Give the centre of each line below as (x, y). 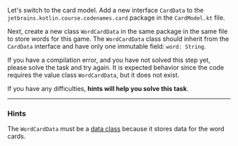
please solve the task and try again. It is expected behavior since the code (116, 67)
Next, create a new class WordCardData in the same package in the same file (118, 31)
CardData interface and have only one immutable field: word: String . (107, 46)
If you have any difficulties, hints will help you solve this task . (98, 89)
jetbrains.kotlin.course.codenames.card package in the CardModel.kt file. (116, 18)
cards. (17, 136)
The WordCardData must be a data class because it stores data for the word (116, 129)
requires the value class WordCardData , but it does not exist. (93, 75)
